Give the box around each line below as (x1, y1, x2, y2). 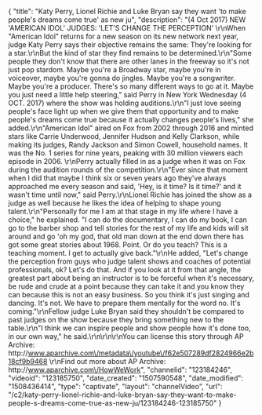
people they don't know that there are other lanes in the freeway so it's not (8, 56, 249, 66)
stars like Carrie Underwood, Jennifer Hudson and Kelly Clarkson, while (8, 132, 240, 140)
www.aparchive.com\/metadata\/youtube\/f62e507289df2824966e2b (27, 348, 254, 358)
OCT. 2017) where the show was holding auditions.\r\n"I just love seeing (8, 98, 242, 107)
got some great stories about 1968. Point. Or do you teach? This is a (8, 240, 227, 249)
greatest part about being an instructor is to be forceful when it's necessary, (8, 274, 255, 282)
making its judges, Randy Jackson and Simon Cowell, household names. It (8, 140, 249, 149)
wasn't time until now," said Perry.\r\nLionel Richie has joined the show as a (8, 190, 253, 199)
